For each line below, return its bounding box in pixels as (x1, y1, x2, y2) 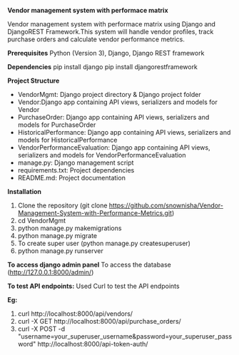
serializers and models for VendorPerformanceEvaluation (17, 151, 187, 159)
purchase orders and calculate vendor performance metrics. (7, 35, 185, 43)
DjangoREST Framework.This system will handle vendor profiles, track (7, 28, 214, 36)
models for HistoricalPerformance (17, 135, 118, 144)
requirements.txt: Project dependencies (17, 166, 135, 174)
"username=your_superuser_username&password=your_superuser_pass (17, 332, 233, 341)
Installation (7, 187, 41, 195)
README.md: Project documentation (17, 174, 126, 182)
